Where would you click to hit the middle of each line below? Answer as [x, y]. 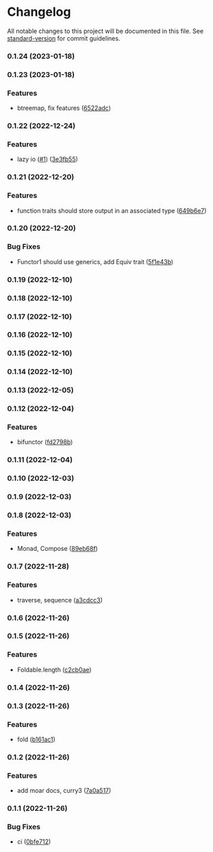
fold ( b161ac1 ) [36, 739]
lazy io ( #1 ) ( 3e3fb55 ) [48, 160]
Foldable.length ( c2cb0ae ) [54, 669]
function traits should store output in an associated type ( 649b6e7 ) [112, 210]
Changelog [39, 12]
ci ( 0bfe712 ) [34, 842]
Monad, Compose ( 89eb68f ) [57, 549]
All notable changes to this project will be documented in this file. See [105, 31]
